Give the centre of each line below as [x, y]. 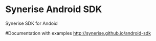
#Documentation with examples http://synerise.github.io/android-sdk [78, 33]
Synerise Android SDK [54, 9]
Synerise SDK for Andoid [31, 23]
